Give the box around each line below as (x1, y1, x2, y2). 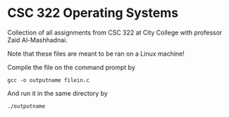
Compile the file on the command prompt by (7, 63, 136, 71)
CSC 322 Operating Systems (7, 5, 178, 21)
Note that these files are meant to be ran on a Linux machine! (7, 49, 185, 58)
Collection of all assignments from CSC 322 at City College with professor (7, 28, 223, 37)
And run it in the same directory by (7, 89, 108, 97)
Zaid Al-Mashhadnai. (7, 35, 68, 44)
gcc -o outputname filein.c (7, 76, 90, 84)
